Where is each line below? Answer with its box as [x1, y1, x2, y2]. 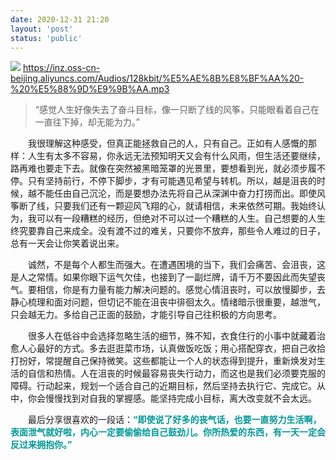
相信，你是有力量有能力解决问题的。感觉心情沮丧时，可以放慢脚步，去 [36, 284, 326, 296]
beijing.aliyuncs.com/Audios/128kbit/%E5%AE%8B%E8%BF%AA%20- [10, 72, 305, 85]
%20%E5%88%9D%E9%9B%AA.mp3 [10, 83, 170, 95]
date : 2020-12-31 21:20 [10, 14, 110, 25]
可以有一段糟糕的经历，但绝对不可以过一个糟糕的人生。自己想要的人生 [36, 212, 326, 225]
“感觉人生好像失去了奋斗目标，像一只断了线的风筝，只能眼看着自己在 [34, 104, 320, 116]
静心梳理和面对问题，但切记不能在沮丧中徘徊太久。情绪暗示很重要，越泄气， [10, 296, 326, 308]
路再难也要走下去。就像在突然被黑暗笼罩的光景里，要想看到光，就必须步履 [10, 162, 317, 175]
